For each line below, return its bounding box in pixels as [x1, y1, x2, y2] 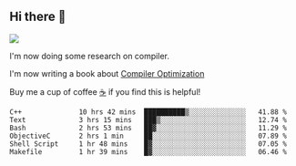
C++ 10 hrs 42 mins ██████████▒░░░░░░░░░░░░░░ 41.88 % [9, 107, 287, 117]
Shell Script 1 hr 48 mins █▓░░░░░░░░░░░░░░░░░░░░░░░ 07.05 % [9, 139, 287, 149]
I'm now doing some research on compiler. [9, 50, 170, 61]
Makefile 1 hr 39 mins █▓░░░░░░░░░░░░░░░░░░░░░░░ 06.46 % [9, 147, 287, 156]
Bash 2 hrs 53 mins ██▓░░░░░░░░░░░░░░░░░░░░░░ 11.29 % [9, 123, 287, 132]
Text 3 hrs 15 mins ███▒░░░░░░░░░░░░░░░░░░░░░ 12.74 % [9, 115, 287, 124]
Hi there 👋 [9, 9, 66, 25]
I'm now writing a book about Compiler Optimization [9, 67, 205, 78]
